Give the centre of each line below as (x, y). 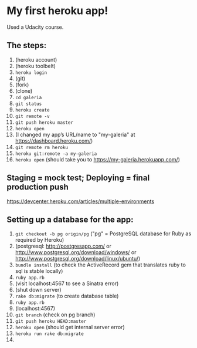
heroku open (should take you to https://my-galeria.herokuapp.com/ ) (98, 159)
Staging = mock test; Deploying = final (78, 178)
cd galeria (28, 97)
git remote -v (32, 116)
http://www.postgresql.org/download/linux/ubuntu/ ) (78, 259)
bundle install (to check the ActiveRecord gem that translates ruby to (101, 265)
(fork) (22, 85)
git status (28, 104)
